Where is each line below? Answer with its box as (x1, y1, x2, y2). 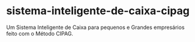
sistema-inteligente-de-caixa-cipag (6, 4, 190, 18)
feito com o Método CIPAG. (6, 30, 74, 37)
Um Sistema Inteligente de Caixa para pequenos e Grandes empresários (6, 24, 185, 31)
